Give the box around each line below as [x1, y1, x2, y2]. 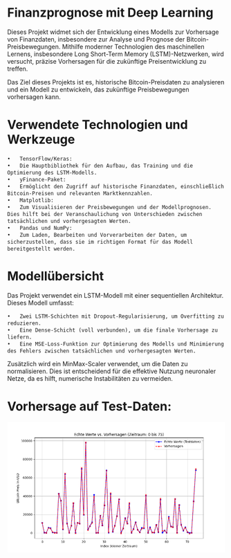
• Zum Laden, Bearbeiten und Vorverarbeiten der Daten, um [7, 231, 187, 238]
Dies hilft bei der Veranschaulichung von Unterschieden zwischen [7, 210, 203, 217]
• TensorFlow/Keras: [7, 155, 73, 162]
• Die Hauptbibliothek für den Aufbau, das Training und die [7, 162, 194, 169]
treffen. [7, 64, 28, 73]
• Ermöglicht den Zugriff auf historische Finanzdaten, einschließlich [7, 183, 225, 190]
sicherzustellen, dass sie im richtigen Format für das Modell [7, 238, 194, 245]
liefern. [7, 334, 33, 341]
